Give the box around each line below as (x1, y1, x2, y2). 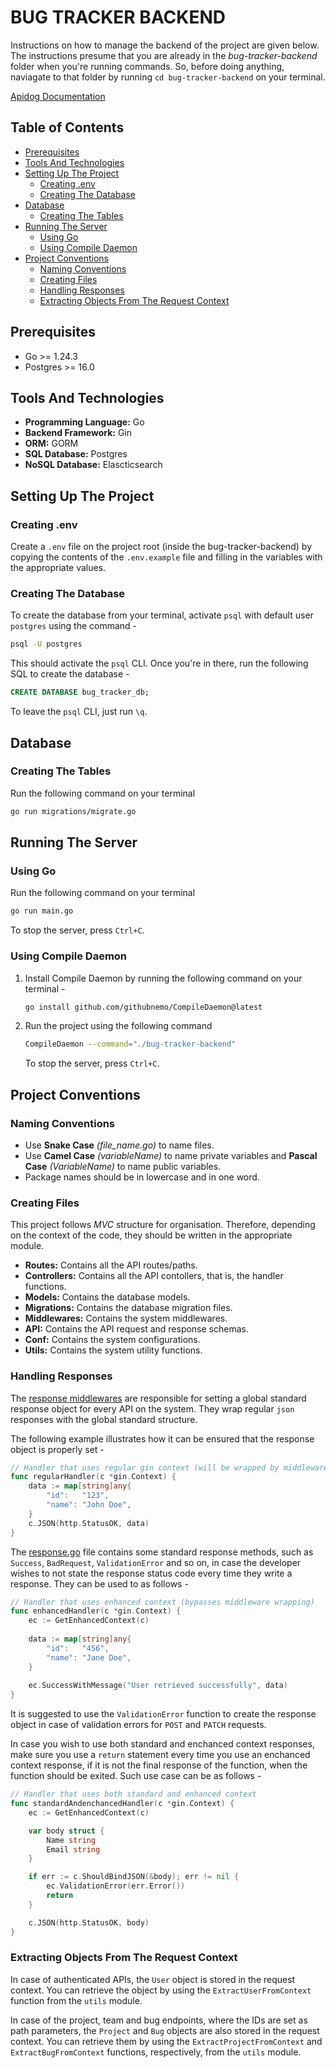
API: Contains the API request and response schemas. (24, 1323, 249, 1335)
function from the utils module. (10, 1994, 143, 2006)
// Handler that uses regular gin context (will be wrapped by (10, 1462, 280, 1473)
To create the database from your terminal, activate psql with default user (10, 609, 314, 621)
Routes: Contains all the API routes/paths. (24, 1259, 198, 1271)
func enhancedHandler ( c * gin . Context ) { (10, 1606, 182, 1616)
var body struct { (28, 1826, 105, 1836)
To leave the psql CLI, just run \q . (10, 706, 148, 718)
